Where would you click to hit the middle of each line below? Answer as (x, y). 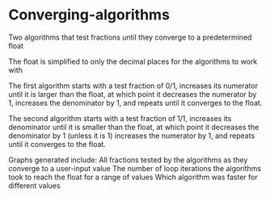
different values (34, 185)
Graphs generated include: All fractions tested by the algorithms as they (128, 160)
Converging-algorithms (89, 15)
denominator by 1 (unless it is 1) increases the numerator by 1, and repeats (132, 136)
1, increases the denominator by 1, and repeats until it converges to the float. (135, 103)
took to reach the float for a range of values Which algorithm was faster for (133, 177)
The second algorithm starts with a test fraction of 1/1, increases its (120, 118)
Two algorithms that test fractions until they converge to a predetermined (130, 37)
